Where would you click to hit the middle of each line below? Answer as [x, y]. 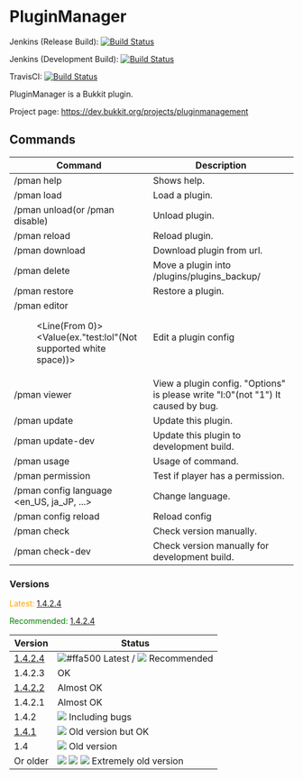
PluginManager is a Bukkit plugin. [71, 94]
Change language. [192, 496]
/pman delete [42, 270]
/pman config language [63, 490]
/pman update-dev [54, 441]
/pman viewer [43, 394]
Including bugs [101, 717]
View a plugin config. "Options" [219, 383]
